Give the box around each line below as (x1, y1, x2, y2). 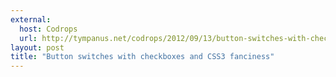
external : (10, 14, 52, 25)
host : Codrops (19, 24, 78, 34)
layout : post (10, 42, 65, 53)
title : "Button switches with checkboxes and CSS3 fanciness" (10, 52, 275, 62)
